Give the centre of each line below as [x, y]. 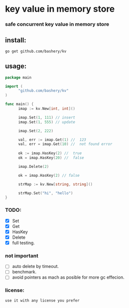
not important [22, 256]
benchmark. [24, 272]
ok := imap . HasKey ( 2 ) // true [50, 153]
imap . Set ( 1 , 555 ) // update [47, 122]
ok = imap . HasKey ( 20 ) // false [51, 158]
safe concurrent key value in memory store [57, 24]
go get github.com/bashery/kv [36, 51]
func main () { [20, 104]
